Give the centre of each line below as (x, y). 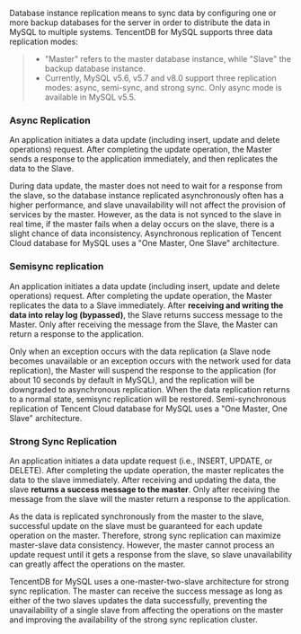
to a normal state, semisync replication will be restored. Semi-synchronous (148, 399)
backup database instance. (95, 68)
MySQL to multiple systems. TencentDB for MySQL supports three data (141, 32)
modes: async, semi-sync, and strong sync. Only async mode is (163, 88)
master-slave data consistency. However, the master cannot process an (142, 545)
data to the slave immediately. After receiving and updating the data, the (143, 480)
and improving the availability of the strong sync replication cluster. (133, 620)
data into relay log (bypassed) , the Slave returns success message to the (146, 314)
